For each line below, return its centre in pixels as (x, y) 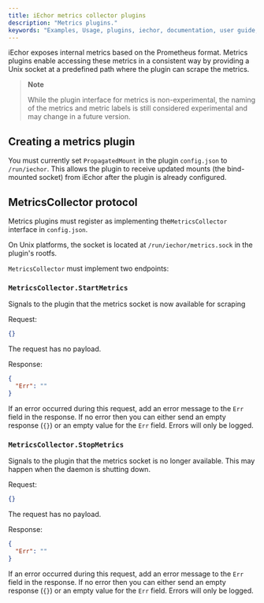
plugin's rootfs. (33, 253)
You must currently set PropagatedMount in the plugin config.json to (118, 161)
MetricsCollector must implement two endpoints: (89, 268)
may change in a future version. (79, 117)
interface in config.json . (48, 229)
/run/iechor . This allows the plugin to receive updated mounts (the (117, 169)
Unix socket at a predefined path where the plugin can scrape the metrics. (129, 69)
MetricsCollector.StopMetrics (66, 444)
